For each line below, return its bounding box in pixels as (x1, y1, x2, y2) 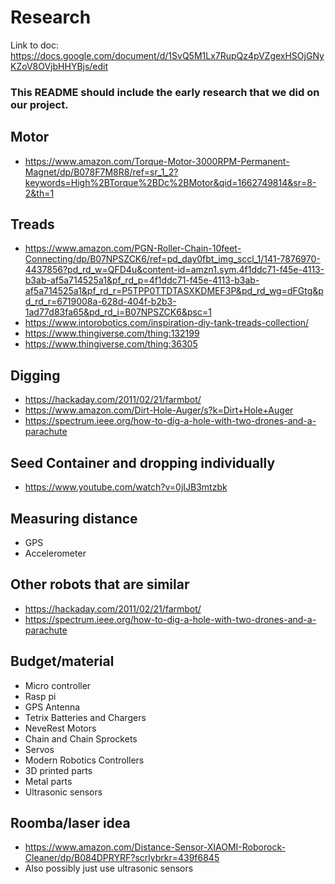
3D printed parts (24, 764, 93, 776)
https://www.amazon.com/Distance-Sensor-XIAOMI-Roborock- (24, 841, 286, 853)
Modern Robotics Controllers (24, 754, 145, 766)
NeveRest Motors (24, 722, 97, 734)
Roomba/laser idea (10, 814, 131, 831)
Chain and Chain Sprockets (24, 732, 138, 745)
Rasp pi (24, 690, 57, 702)
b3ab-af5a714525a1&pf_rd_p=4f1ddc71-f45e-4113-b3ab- (24, 274, 260, 286)
